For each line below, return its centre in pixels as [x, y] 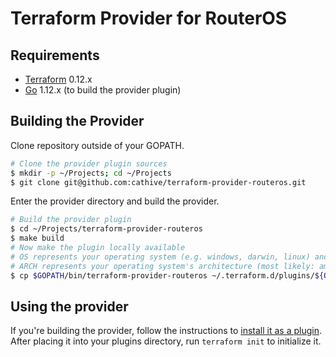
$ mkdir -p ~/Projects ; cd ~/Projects [91, 173]
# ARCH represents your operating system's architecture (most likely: [162, 266]
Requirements [55, 55]
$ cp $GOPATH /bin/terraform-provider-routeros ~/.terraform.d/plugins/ [162, 275]
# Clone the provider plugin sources [89, 163]
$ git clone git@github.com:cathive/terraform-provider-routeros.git [158, 182]
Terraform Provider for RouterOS [149, 18]
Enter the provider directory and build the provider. [115, 201]
